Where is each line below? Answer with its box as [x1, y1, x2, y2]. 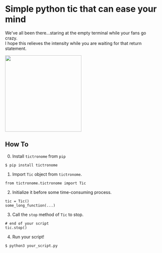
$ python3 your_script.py [5, 243, 58, 248]
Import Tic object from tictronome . [12, 171, 82, 177]
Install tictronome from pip [12, 153, 66, 159]
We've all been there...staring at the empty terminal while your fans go [5, 30, 146, 36]
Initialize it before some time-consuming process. [12, 189, 112, 195]
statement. [5, 45, 27, 51]
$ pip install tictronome [5, 163, 58, 168]
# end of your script [5, 221, 49, 226]
